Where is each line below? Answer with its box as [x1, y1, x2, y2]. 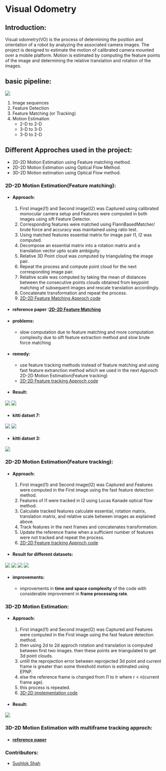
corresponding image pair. [19, 268, 74, 274]
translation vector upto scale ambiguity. [19, 248, 101, 254]
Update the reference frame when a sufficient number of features [19, 529, 154, 535]
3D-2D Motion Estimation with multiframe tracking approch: [5, 724, 153, 731]
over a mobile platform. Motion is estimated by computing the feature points [5, 52, 160, 58]
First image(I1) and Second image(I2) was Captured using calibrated [19, 205, 159, 211]
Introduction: [5, 23, 47, 32]
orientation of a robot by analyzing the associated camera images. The [5, 42, 150, 48]
